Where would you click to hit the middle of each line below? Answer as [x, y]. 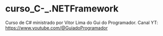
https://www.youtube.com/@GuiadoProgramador [56, 27]
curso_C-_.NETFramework [62, 9]
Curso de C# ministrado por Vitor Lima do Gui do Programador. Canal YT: [82, 22]
